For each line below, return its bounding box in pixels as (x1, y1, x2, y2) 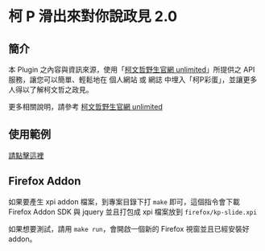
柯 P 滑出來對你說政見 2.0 (8, 7, 178, 26)
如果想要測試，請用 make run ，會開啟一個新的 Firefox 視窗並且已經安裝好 (8, 224, 250, 233)
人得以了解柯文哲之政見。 (8, 85, 93, 94)
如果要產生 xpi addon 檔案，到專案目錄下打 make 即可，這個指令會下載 (8, 196, 240, 206)
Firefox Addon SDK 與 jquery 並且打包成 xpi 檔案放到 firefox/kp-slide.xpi (8, 207, 258, 216)
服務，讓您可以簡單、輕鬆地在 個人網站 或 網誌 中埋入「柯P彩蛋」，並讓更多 (8, 75, 258, 84)
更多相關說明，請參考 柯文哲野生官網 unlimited (8, 102, 164, 111)
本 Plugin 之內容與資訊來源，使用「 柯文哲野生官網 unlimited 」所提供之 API (8, 65, 255, 74)
